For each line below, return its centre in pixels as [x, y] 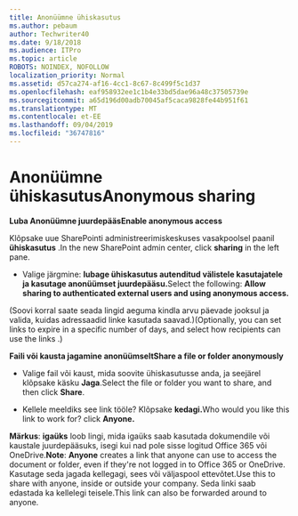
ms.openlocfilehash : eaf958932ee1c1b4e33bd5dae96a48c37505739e [129, 92]
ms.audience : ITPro [45, 51]
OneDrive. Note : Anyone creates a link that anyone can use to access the [143, 455]
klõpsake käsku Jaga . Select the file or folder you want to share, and [147, 383]
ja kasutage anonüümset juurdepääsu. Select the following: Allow [144, 283]
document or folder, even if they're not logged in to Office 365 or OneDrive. [148, 464]
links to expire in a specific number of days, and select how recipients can [145, 329]
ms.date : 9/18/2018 [45, 42]
